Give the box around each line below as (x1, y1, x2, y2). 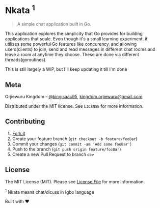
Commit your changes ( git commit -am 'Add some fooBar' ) (12, 141, 132, 147)
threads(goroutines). (5, 57, 47, 63)
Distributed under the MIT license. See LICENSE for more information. (5, 103, 144, 109)
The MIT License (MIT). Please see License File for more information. (5, 178, 145, 184)
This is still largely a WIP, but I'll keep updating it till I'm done (5, 66, 128, 72)
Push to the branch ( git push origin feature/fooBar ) (12, 146, 121, 152)
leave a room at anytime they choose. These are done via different (5, 52, 139, 58)
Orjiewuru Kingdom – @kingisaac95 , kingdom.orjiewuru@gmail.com (5, 94, 143, 100)
